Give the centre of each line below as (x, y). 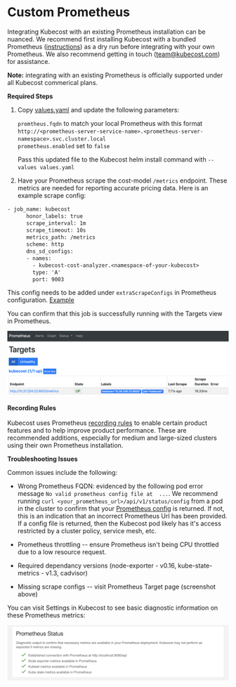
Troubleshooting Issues (43, 459)
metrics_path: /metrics (61, 237)
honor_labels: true (54, 216)
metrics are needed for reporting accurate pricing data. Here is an (113, 188)
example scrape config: (52, 195)
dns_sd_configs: (50, 251)
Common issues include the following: (63, 472)
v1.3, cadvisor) (66, 572)
